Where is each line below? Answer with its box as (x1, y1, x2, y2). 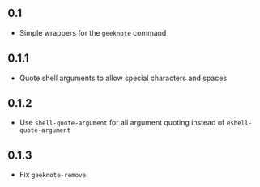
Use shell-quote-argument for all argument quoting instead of (19, 117, 225, 128)
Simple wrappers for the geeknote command (19, 28, 167, 37)
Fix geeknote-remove (19, 170, 87, 180)
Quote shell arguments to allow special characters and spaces (19, 73, 228, 83)
